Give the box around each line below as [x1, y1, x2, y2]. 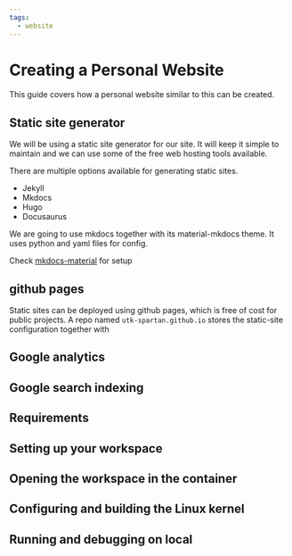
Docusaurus [21, 212, 68, 222]
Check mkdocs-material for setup [9, 255, 133, 266]
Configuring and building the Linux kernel [9, 502, 245, 517]
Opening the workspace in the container [9, 471, 238, 486]
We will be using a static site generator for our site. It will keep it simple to [9, 139, 280, 150]
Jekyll [21, 183, 45, 194]
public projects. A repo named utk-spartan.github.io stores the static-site [9, 314, 283, 326]
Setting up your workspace [9, 441, 163, 456]
